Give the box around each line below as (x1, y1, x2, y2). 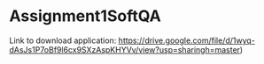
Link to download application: (9, 35, 117, 46)
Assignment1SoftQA (9, 6, 161, 26)
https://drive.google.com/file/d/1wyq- (118, 35, 255, 46)
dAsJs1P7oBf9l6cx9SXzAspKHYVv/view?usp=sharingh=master (9, 44, 241, 54)
